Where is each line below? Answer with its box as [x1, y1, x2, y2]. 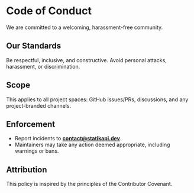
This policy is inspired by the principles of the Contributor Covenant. [6, 181, 173, 188]
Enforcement [6, 119, 55, 129]
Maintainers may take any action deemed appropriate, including [14, 141, 170, 149]
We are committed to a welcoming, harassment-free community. [6, 24, 163, 31]
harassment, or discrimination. [6, 63, 80, 70]
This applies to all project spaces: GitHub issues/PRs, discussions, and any [6, 96, 189, 103]
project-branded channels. [6, 102, 72, 109]
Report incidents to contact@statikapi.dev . [14, 135, 122, 142]
